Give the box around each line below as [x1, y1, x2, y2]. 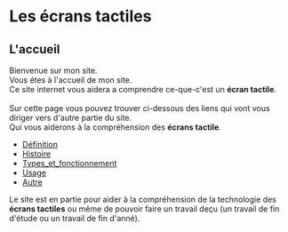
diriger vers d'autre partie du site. [9, 113, 132, 123]
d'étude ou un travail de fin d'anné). [9, 213, 140, 223]
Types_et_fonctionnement [21, 158, 117, 168]
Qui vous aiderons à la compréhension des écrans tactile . [9, 122, 222, 132]
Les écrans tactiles [9, 6, 152, 27]
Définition [21, 140, 58, 149]
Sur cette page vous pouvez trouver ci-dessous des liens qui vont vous [9, 103, 270, 113]
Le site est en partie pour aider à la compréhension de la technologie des [9, 194, 277, 204]
